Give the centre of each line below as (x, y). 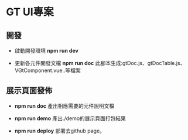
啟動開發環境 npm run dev (47, 51)
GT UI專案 (30, 12)
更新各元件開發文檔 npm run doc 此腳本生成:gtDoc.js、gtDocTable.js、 (100, 63)
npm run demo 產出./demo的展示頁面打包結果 (70, 118)
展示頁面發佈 (29, 91)
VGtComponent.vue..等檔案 (47, 70)
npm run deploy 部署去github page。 (60, 131)
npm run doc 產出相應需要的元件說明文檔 (64, 105)
